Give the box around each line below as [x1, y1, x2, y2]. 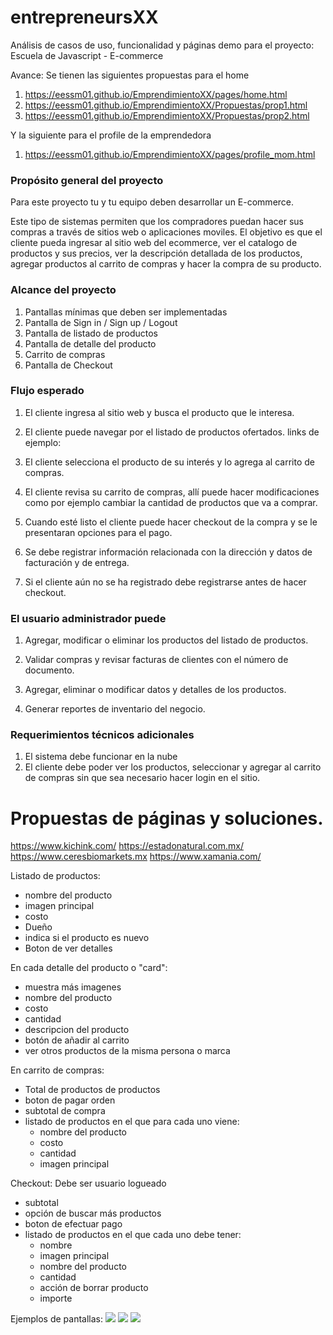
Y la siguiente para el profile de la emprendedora [10, 129, 212, 141]
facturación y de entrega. [24, 556, 130, 568]
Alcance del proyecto [10, 283, 117, 297]
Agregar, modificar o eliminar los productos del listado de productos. [24, 634, 309, 646]
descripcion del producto [24, 1024, 130, 1036]
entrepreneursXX [10, 6, 159, 29]
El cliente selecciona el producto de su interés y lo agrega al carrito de [24, 456, 315, 468]
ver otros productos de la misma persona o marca [24, 1045, 231, 1057]
